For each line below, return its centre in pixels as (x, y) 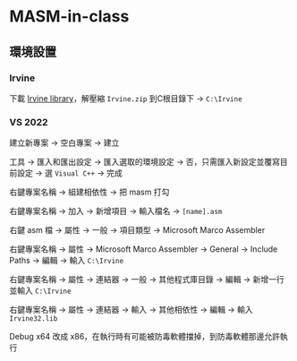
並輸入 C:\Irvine (40, 291)
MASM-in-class (69, 17)
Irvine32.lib (34, 319)
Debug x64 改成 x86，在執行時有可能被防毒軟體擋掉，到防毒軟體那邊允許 (144, 337)
